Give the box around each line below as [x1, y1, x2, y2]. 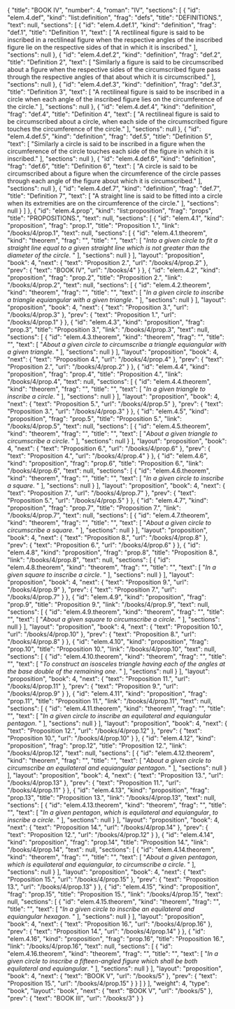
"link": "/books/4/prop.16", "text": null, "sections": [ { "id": [7, 942, 173, 950]
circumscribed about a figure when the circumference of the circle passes [7, 169, 222, 178]
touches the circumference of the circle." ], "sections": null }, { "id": [7, 125, 201, 133]
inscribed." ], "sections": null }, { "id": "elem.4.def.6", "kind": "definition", [7, 155, 216, 163]
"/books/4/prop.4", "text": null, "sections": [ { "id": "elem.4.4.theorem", [7, 378, 211, 385]
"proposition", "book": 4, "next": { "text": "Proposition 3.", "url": [7, 303, 189, 311]
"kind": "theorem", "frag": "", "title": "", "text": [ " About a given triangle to [7, 429, 218, 438]
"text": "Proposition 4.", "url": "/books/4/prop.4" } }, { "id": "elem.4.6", [7, 452, 208, 460]
